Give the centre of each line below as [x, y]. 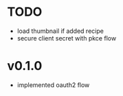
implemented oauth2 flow [53, 85]
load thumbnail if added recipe [60, 31]
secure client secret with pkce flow [67, 38]
